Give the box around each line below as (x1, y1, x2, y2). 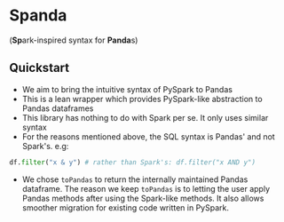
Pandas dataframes (21, 103, 94, 114)
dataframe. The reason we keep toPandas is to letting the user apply (21, 183, 271, 194)
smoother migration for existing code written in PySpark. (21, 202, 229, 213)
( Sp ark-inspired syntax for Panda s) (9, 35, 138, 45)
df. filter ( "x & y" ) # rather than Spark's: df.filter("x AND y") (9, 157, 256, 167)
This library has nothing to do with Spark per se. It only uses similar (21, 112, 269, 123)
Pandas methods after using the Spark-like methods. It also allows (21, 193, 264, 203)
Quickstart (9, 60, 70, 75)
